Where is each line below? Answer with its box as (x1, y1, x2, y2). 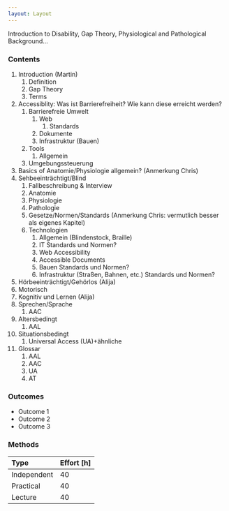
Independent (11, 469, 54, 479)
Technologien (28, 225, 68, 234)
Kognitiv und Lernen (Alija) (17, 292, 95, 301)
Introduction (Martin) (17, 70, 78, 78)
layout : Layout (8, 10, 52, 17)
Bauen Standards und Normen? (38, 262, 130, 271)
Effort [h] (59, 458, 91, 468)
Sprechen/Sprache (17, 299, 73, 308)
